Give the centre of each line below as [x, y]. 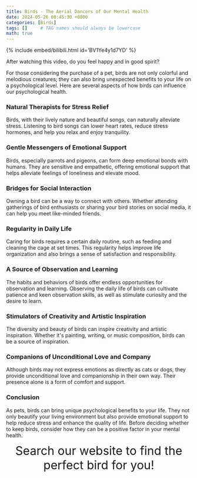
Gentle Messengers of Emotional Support [66, 148]
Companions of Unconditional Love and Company [79, 357]
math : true [19, 34]
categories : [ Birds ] [31, 22]
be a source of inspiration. [38, 341]
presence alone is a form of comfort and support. [66, 382]
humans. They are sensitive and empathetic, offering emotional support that [98, 167]
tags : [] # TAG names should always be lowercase [74, 28]
